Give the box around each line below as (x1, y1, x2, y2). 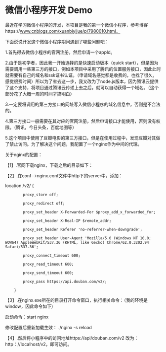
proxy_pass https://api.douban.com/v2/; (23, 279, 107, 284)
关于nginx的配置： (5, 151, 43, 157)
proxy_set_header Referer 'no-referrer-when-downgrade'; (23, 227, 142, 232)
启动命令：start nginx (5, 314, 49, 320)
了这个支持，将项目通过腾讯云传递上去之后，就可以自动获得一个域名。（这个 (5, 84, 159, 90)
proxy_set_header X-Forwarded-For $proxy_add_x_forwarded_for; (23, 210, 156, 214)
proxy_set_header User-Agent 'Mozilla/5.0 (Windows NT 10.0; (23, 235, 152, 241)
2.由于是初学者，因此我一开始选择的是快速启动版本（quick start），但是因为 (5, 60, 159, 66)
